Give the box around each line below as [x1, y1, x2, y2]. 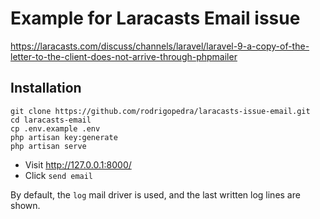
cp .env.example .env [10, 123, 101, 134]
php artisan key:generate [10, 132, 118, 142]
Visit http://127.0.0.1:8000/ [24, 158, 132, 171]
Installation [10, 80, 82, 97]
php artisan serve [10, 141, 87, 151]
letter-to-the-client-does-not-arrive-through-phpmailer [10, 50, 238, 62]
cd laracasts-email [10, 115, 92, 125]
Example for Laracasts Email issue [10, 7, 301, 30]
